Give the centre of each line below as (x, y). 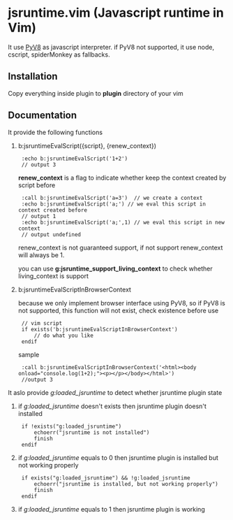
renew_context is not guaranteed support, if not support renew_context (120, 247)
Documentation (43, 116)
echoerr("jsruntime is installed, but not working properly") (126, 484)
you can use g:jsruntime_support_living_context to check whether (115, 268)
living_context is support (53, 276)
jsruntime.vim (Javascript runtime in (116, 13)
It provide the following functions (55, 132)
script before (37, 185)
